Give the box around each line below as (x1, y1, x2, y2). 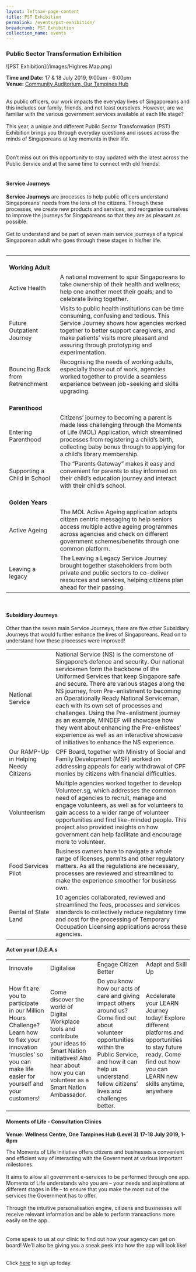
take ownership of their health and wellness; (60, 280, 181, 288)
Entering (9, 428, 32, 436)
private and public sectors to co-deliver (60, 569, 169, 577)
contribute (50, 1032, 79, 1040)
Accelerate (145, 992, 176, 1000)
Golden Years (9, 498, 48, 507)
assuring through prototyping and (60, 341, 152, 349)
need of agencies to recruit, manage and (55, 794, 167, 802)
